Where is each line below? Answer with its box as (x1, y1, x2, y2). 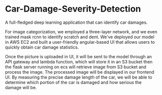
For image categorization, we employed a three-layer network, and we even (5, 29, 158, 34)
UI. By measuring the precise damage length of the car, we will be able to (5, 74, 152, 80)
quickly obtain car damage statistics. (5, 44, 79, 50)
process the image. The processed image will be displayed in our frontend (5, 69, 155, 75)
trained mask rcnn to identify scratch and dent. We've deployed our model (5, 34, 155, 40)
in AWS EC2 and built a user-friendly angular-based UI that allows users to (5, 39, 155, 45)
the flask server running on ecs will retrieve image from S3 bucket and (5, 64, 146, 70)
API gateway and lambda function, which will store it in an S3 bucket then (5, 59, 153, 64)
